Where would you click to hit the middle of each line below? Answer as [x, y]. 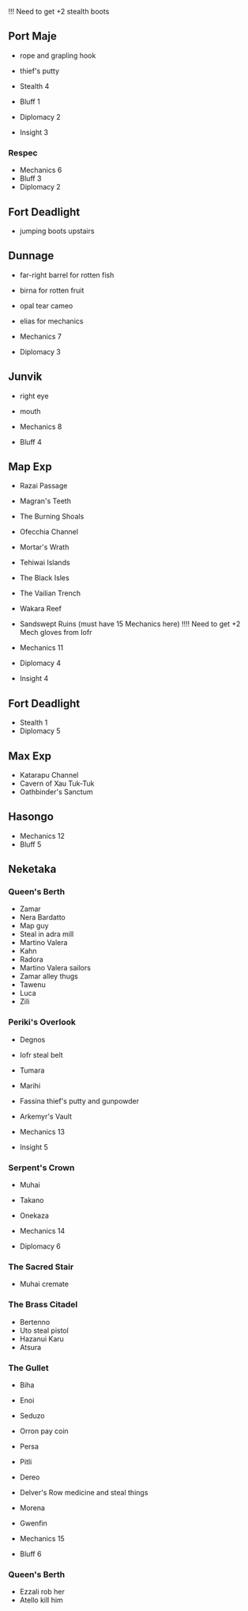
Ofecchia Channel [49, 532]
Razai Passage [43, 486]
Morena [32, 1508]
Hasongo [31, 817]
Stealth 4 [34, 86]
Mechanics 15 [42, 1538]
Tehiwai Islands [45, 563]
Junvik [25, 377]
